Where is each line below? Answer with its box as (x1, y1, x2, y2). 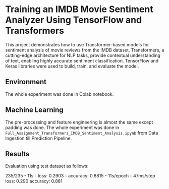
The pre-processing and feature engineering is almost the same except (5, 119, 153, 125)
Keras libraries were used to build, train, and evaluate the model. (5, 63, 139, 69)
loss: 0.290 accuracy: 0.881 (5, 178, 63, 184)
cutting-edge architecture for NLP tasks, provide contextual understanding (5, 52, 160, 58)
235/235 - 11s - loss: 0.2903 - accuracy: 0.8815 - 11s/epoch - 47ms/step (5, 173, 155, 179)
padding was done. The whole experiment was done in (5, 124, 120, 131)
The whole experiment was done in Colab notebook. (5, 91, 114, 97)
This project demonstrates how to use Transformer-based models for (5, 41, 149, 47)
